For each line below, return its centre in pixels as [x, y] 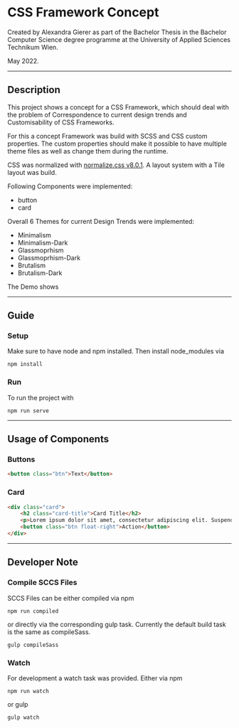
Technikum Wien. [33, 47]
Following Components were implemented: [70, 186]
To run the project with [41, 397]
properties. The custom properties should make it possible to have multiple [117, 144]
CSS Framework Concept [83, 12]
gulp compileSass [33, 645]
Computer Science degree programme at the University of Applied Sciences [119, 39]
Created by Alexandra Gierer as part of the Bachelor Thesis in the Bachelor [117, 32]
